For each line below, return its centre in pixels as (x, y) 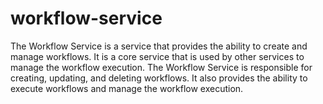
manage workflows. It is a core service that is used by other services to (157, 56)
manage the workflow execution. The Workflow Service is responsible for (161, 67)
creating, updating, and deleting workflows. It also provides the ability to (159, 78)
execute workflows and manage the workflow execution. (127, 88)
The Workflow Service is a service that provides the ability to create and (159, 46)
